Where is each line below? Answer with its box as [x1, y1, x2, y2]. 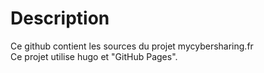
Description [10, 7, 110, 30]
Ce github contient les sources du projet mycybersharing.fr [10, 40, 254, 52]
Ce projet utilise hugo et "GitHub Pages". [10, 50, 178, 62]
